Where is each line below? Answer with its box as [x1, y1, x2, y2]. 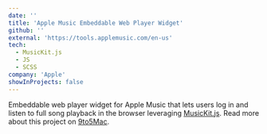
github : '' [8, 26, 45, 34]
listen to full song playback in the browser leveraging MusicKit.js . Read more [8, 108, 260, 117]
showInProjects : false [8, 78, 84, 86]
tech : [8, 41, 26, 49]
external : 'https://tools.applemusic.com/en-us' [8, 33, 173, 42]
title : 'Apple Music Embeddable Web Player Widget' [8, 19, 183, 27]
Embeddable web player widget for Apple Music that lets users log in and [8, 100, 249, 109]
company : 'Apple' [8, 71, 66, 78]
